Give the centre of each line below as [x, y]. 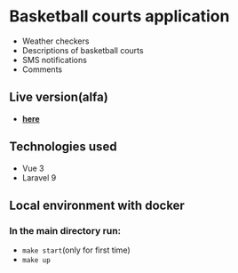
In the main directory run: [65, 230]
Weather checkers [56, 41]
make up [36, 261]
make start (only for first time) [76, 250]
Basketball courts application [119, 16]
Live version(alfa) [59, 97]
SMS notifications [54, 60]
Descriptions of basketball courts [83, 50]
